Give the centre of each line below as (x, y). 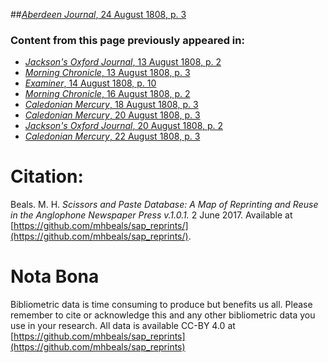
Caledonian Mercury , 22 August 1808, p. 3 (112, 136)
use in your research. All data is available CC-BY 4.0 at (123, 326)
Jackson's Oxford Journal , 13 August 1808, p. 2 (123, 62)
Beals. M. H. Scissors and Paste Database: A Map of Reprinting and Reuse (164, 205)
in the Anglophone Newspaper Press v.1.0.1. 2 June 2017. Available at (151, 215)
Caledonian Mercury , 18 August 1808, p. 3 (111, 105)
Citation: (47, 176)
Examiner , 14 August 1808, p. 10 (90, 83)
